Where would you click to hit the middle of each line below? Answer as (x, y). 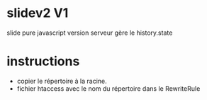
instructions (43, 61)
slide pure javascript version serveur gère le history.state (90, 33)
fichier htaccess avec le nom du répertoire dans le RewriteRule (108, 88)
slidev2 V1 (38, 13)
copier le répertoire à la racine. (62, 81)
